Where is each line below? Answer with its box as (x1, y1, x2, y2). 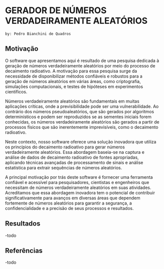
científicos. (5, 88, 28, 95)
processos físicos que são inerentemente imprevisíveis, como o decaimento (5, 124, 159, 130)
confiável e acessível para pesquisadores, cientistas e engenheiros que (5, 179, 149, 185)
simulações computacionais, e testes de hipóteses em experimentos (5, 83, 143, 89)
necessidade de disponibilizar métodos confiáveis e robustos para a (5, 73, 143, 79)
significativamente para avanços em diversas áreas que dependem (5, 195, 141, 201)
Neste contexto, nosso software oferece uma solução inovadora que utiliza (5, 139, 157, 145)
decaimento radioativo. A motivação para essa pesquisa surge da (5, 68, 137, 74)
